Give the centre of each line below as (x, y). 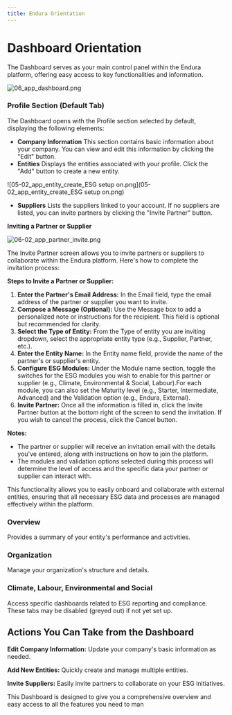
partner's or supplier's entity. (59, 360)
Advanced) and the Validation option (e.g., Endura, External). (104, 397)
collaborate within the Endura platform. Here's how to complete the (103, 260)
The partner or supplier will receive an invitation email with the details (116, 446)
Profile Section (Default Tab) (56, 106)
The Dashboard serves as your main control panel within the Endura (104, 67)
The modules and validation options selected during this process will (115, 461)
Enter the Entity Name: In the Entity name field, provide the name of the (120, 353)
